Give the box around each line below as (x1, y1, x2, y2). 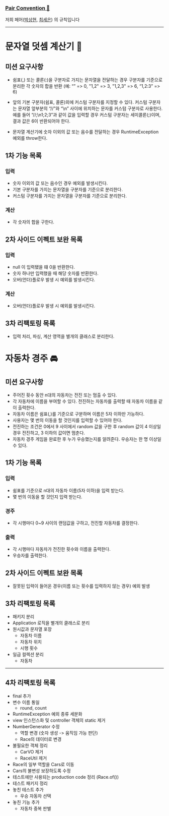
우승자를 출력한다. (12, 552, 48, 559)
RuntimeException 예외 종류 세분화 (12, 711, 82, 717)
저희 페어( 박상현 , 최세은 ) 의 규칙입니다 (5, 17, 80, 23)
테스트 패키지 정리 (12, 780, 48, 786)
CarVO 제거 (20, 748, 44, 754)
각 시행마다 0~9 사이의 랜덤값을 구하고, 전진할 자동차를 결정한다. (12, 520, 139, 526)
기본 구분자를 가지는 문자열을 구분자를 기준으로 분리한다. (12, 186, 123, 192)
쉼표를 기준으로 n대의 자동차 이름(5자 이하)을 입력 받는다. (12, 487, 125, 493)
